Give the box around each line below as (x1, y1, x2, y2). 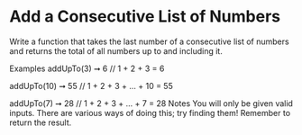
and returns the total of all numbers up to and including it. (9, 45, 223, 56)
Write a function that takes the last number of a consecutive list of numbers (9, 36, 290, 47)
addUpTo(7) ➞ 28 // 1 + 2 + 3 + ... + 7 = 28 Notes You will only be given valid (9, 97, 293, 109)
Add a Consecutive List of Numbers (9, 6, 281, 27)
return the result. (9, 117, 72, 128)
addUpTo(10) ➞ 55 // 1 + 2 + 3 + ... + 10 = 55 (9, 80, 173, 91)
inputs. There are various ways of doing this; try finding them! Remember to (9, 107, 291, 118)
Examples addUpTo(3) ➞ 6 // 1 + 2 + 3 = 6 (9, 63, 165, 74)
